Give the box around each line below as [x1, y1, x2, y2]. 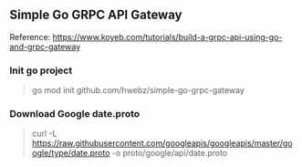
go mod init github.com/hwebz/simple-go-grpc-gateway [31, 85, 245, 96]
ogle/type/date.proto [31, 148, 110, 159]
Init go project [9, 64, 73, 77]
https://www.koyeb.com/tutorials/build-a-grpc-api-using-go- [52, 31, 283, 42]
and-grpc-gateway [9, 41, 81, 52]
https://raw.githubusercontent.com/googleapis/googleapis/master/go [31, 138, 294, 149]
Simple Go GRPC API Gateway [9, 7, 182, 23]
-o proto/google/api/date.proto [111, 148, 228, 159]
